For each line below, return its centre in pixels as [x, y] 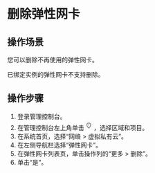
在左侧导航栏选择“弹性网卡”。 [60, 145]
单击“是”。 [32, 162]
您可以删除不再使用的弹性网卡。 [53, 60]
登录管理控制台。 [42, 116]
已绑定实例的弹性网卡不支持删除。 [56, 74]
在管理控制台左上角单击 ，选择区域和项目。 [83, 127]
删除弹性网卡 [44, 14]
